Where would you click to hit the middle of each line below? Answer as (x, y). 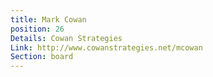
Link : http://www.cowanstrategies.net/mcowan (106, 47)
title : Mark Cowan (48, 19)
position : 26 (37, 29)
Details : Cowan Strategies (66, 38)
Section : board (42, 57)
